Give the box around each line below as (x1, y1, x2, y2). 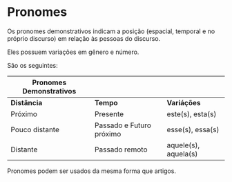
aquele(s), (166, 140, 200, 149)
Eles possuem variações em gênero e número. (7, 48, 139, 56)
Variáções (166, 98, 202, 107)
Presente (94, 109, 124, 118)
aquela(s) (166, 149, 198, 158)
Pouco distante (10, 125, 60, 134)
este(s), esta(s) (166, 109, 217, 118)
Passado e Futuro (94, 120, 152, 130)
